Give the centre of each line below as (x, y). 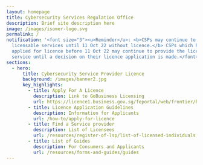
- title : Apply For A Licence (66, 91)
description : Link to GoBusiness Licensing (89, 96)
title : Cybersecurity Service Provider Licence (83, 74)
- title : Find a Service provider (71, 125)
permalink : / (23, 34)
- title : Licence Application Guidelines (81, 107)
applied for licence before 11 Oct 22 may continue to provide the (98, 51)
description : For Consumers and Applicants (89, 147)
